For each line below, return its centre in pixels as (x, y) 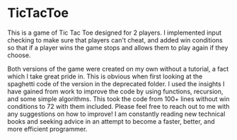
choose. (19, 55)
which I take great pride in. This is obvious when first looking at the (105, 76)
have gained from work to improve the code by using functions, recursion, (115, 91)
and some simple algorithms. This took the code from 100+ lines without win (118, 99)
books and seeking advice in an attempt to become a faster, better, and (111, 121)
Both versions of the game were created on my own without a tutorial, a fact (118, 69)
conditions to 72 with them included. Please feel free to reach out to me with (118, 106)
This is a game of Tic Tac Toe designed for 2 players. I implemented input (114, 33)
